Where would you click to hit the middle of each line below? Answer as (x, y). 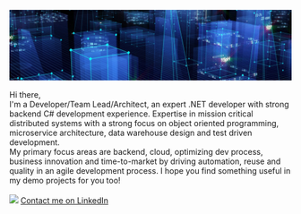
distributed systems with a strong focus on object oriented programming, (144, 123)
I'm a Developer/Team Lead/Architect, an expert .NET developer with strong (149, 104)
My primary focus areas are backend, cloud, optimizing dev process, (136, 152)
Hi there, (25, 94)
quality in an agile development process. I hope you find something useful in (150, 171)
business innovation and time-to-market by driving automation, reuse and (145, 161)
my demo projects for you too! (65, 180)
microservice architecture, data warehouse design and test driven (131, 133)
